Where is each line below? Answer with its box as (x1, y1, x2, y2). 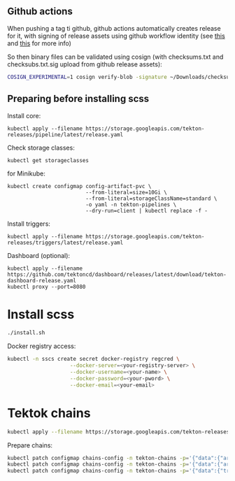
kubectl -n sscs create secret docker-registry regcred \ (7, 356, 180, 363)
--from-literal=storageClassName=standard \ (85, 195, 218, 202)
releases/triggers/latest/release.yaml (7, 239, 124, 246)
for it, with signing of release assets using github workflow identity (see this (7, 31, 225, 40)
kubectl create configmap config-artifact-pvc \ (7, 182, 152, 189)
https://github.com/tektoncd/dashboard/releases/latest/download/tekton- (7, 271, 227, 278)
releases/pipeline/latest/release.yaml (7, 131, 124, 138)
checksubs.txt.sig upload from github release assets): (7, 59, 162, 69)
